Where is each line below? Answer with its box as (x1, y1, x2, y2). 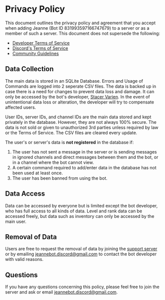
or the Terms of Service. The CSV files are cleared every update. (5, 130, 138, 136)
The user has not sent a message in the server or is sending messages (12, 149, 157, 154)
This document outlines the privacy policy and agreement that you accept (5, 20, 156, 26)
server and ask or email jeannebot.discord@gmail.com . (5, 289, 118, 295)
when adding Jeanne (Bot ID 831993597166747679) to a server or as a (5, 25, 150, 31)
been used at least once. (12, 170, 63, 176)
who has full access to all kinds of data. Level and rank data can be (5, 208, 142, 214)
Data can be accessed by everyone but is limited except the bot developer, (5, 202, 158, 208)
